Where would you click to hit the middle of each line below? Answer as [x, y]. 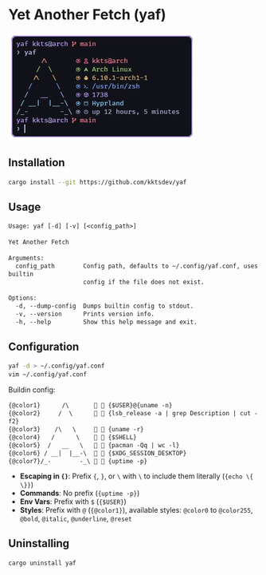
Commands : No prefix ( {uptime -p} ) [80, 493]
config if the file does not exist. [144, 282]
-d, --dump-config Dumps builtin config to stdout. [105, 306]
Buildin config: [32, 390]
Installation [37, 163]
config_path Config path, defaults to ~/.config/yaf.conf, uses [137, 266]
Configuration [44, 346]
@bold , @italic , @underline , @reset [76, 518]
